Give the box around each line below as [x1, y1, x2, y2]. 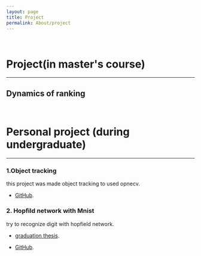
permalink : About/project [6, 20, 71, 26]
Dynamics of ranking [6, 88, 86, 99]
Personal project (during [6, 125, 130, 139]
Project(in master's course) [6, 57, 145, 71]
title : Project [6, 14, 44, 20]
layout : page [6, 8, 39, 15]
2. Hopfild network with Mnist [6, 207, 95, 215]
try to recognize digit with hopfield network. [6, 220, 115, 227]
